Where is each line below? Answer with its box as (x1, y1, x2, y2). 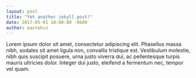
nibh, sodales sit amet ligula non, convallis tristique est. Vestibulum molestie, (6, 47, 191, 54)
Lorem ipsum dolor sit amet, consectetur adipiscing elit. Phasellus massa (6, 41, 182, 48)
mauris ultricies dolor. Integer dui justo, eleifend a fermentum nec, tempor (6, 59, 184, 66)
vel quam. (6, 65, 30, 73)
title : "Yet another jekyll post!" (6, 14, 93, 20)
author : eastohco (6, 24, 49, 31)
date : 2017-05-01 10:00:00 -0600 (6, 19, 88, 25)
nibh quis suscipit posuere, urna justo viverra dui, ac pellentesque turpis (6, 53, 180, 60)
